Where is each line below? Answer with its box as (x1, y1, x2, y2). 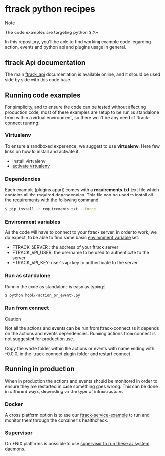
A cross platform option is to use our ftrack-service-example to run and (5, 412, 150, 418)
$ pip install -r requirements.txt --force (5, 207, 96, 212)
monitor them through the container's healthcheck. (5, 417, 108, 423)
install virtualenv (12, 158, 46, 163)
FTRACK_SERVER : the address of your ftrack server (12, 244, 119, 250)
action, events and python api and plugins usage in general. (5, 44, 127, 50)
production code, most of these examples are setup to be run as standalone (5, 109, 159, 115)
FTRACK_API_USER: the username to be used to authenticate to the (12, 250, 149, 256)
